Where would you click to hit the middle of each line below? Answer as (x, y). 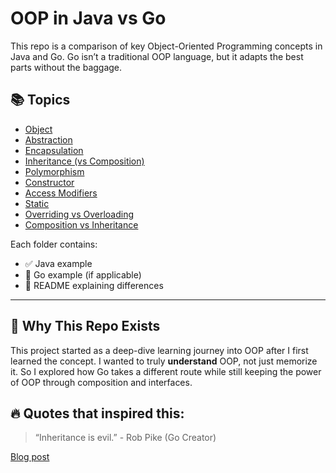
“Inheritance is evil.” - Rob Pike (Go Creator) (125, 438)
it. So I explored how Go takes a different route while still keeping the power (166, 371)
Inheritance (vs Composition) (84, 161)
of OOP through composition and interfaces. (101, 382)
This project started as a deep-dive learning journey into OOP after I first (159, 350)
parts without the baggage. (66, 67)
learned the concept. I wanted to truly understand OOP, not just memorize (164, 361)
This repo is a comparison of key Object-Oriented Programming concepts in (166, 46)
